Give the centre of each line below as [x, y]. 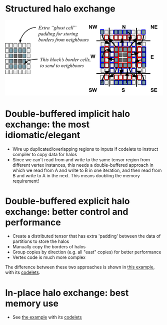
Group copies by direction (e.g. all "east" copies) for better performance [87, 252]
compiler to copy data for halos [45, 154]
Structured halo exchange [60, 9]
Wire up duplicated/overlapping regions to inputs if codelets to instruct [85, 149]
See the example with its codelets [47, 317]
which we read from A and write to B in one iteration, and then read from [87, 170]
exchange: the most [47, 124]
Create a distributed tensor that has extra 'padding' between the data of [86, 236]
